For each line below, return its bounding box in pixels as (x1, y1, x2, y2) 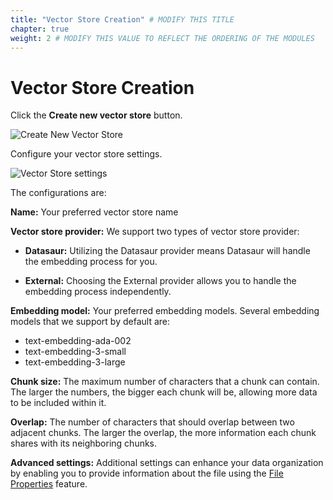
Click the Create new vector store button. (10, 109, 183, 121)
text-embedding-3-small (24, 346, 127, 358)
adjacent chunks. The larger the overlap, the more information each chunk (10, 427, 317, 439)
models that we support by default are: (10, 316, 171, 328)
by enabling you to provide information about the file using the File (10, 467, 284, 480)
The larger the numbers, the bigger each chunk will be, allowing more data (10, 386, 318, 398)
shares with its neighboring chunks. (10, 437, 158, 450)
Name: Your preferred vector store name (10, 206, 179, 218)
